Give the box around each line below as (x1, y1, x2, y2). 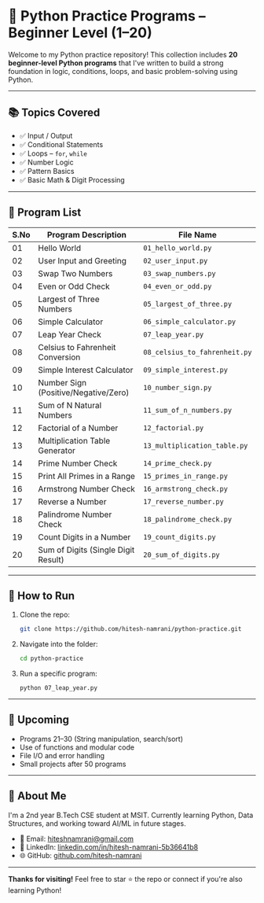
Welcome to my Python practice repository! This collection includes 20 (8, 50, 238, 59)
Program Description (46, 229, 127, 240)
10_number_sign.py (143, 383, 212, 392)
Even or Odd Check (38, 281, 110, 292)
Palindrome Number (38, 509, 112, 520)
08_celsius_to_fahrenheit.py (143, 348, 252, 356)
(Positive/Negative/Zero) (38, 387, 130, 398)
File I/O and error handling (19, 750, 104, 760)
